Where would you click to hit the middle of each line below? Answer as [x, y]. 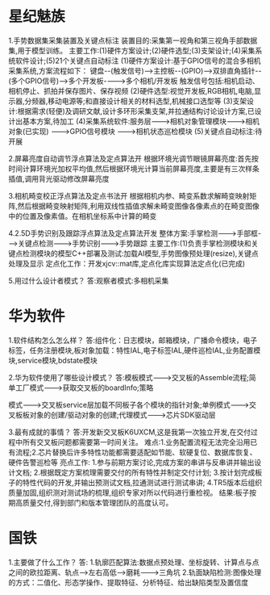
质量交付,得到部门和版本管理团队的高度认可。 [98, 502]
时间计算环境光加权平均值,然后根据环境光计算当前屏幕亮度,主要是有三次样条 [134, 168]
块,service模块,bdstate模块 [53, 360]
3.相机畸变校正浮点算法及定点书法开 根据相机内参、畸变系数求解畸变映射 [129, 195]
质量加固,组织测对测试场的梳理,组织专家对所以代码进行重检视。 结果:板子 [129, 492]
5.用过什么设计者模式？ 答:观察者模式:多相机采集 [89, 280]
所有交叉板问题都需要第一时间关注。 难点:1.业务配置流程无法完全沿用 [136, 442]
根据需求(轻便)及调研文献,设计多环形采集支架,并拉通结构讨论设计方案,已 [136, 111]
